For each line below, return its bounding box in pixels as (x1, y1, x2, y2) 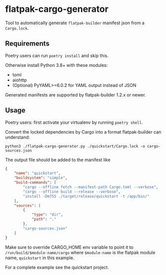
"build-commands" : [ (14, 180, 56, 185)
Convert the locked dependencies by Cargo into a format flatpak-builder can (5, 129, 162, 135)
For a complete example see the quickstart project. (5, 264, 109, 270)
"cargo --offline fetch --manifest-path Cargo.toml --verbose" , (23, 184, 159, 190)
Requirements (5, 40, 50, 48)
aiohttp (12, 77, 27, 83)
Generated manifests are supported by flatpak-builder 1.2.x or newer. (5, 92, 146, 97)
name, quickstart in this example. (5, 255, 75, 261)
